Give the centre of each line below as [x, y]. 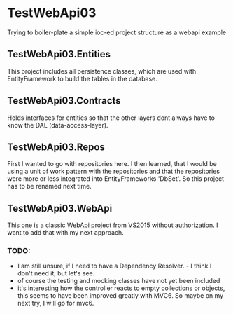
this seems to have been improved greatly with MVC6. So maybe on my [120, 296]
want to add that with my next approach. [65, 233]
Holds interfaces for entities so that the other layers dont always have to [111, 118]
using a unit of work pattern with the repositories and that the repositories [114, 171]
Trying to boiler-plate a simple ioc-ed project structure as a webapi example [116, 32]
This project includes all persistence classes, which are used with [102, 71]
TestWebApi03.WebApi [60, 208]
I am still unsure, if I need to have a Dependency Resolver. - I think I [114, 266]
